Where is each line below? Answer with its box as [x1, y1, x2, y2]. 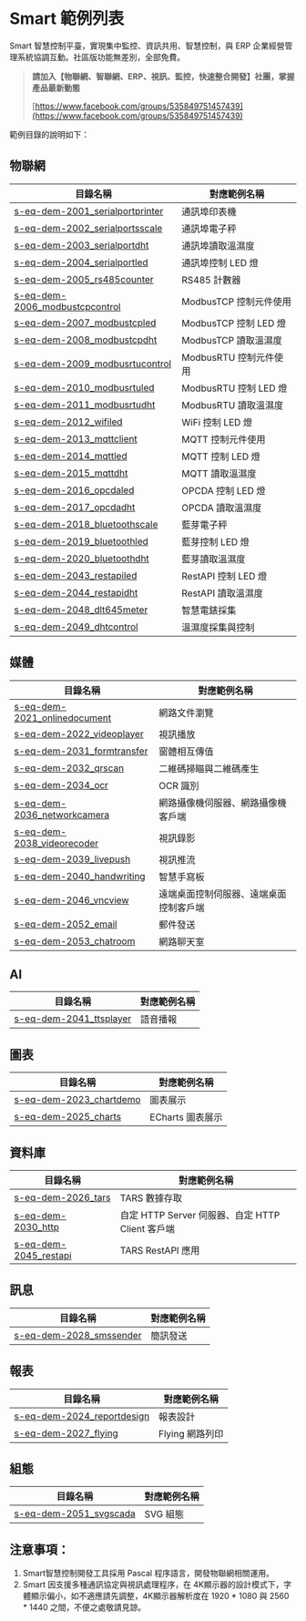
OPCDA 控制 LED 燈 [181, 484, 266, 497]
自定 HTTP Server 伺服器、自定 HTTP [119, 1209, 280, 1221]
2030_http [14, 1221, 60, 1233]
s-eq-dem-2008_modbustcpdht [14, 333, 158, 346]
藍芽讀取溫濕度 [181, 552, 246, 565]
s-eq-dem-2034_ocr [14, 778, 109, 791]
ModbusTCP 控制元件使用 [181, 295, 291, 308]
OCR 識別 [158, 779, 199, 792]
